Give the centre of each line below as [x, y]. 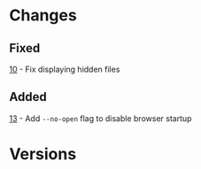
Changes [43, 15]
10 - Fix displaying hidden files [65, 69]
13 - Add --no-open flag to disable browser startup [100, 118]
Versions [43, 154]
